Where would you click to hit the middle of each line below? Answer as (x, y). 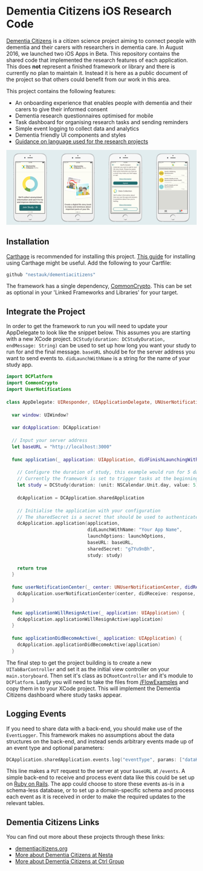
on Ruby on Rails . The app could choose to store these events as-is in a (95, 784)
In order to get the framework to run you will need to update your (87, 326)
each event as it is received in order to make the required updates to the (96, 797)
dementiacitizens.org (41, 849)
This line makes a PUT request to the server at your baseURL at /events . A (96, 771)
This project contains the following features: (61, 91)
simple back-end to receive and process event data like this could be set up (101, 777)
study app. (20, 365)
